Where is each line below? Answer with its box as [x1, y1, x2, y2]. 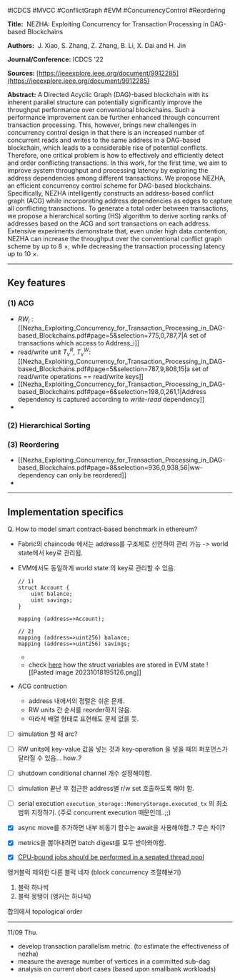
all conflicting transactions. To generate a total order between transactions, [7, 204, 229, 213]
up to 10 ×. [7, 250, 39, 258]
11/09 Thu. [7, 928, 38, 937]
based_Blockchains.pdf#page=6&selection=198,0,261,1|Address [17, 387, 207, 395]
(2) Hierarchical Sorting [7, 420, 91, 430]
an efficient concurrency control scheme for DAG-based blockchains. [7, 181, 212, 190]
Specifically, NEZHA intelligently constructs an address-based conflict [7, 189, 214, 197]
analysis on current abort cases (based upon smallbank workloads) [17, 965, 216, 974]
